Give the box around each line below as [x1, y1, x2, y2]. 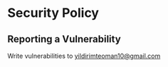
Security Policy [7, 5, 100, 21]
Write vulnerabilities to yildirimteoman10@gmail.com [7, 51, 161, 60]
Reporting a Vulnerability [7, 33, 121, 45]
